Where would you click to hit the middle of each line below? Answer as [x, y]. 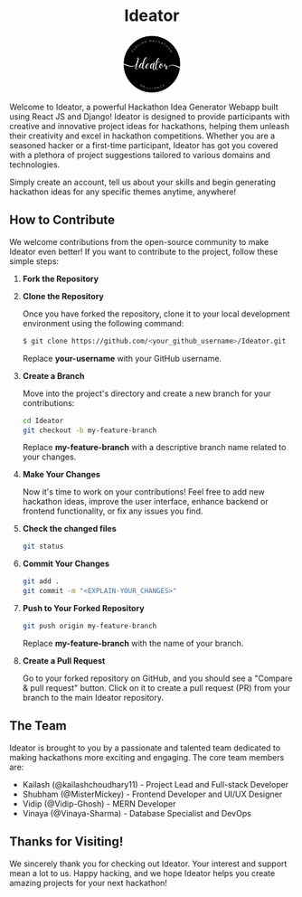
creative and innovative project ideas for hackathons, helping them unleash [149, 126]
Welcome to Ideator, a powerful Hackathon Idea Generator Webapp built [144, 107]
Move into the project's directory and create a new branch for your [146, 393]
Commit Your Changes [66, 564]
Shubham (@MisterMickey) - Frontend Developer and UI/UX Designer [152, 794]
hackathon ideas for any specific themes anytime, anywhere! [123, 192]
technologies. [35, 165]
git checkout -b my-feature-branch [90, 430]
